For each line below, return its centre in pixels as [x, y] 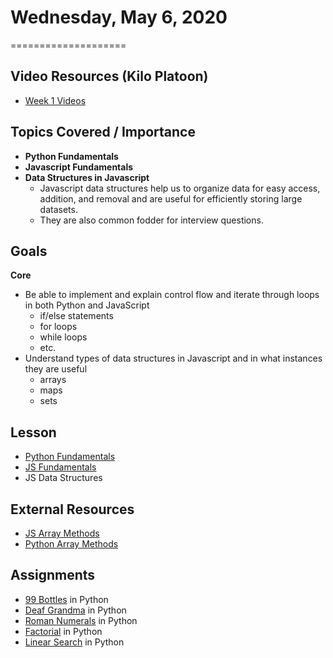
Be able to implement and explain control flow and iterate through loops [172, 295]
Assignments [53, 575]
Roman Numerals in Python [81, 620]
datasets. [58, 209]
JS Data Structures [63, 478]
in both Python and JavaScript [87, 305]
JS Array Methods [62, 533]
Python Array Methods [71, 544]
